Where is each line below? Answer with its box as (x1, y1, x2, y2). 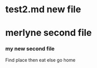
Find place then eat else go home (5, 57, 76, 63)
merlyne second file (5, 27, 92, 39)
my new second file (5, 45, 55, 52)
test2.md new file (5, 4, 81, 15)
